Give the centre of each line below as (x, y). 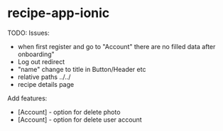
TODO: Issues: (28, 33)
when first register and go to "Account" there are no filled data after (116, 46)
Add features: (27, 98)
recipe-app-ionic (59, 13)
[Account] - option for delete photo (69, 112)
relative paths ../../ (44, 77)
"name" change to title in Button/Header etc (82, 69)
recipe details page (46, 84)
